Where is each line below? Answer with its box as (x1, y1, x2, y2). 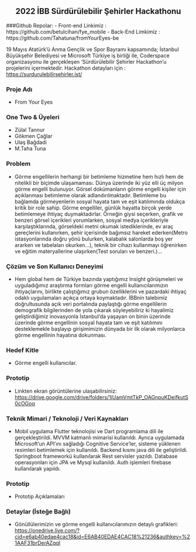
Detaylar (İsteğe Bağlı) (6, 508, 71, 516)
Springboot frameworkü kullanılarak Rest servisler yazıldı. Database (14, 452, 178, 460)
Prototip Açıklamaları (14, 493, 65, 500)
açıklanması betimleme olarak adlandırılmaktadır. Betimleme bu (14, 191, 167, 198)
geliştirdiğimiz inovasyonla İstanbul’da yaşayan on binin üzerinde (14, 313, 171, 320)
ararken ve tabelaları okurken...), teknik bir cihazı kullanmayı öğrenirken (14, 241, 187, 248)
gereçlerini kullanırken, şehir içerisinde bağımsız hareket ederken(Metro (14, 229, 188, 236)
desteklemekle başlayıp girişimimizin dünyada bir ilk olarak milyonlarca (14, 325, 185, 332)
